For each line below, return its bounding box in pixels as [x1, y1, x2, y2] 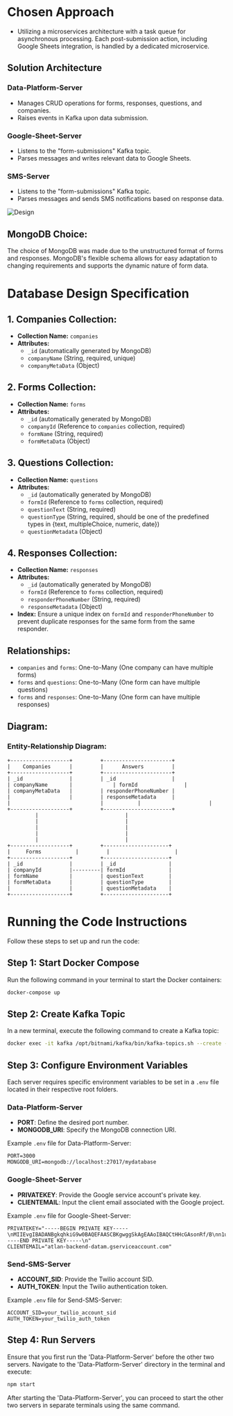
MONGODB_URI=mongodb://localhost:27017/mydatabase [7, 1159, 157, 1166]
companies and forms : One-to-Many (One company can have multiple [17, 663, 214, 672]
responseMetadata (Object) [27, 603, 103, 611]
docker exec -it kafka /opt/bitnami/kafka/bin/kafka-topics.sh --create [7, 1040, 222, 1047]
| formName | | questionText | [7, 872, 172, 879]
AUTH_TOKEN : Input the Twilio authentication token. [17, 1282, 169, 1290]
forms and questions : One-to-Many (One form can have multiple [17, 678, 200, 687]
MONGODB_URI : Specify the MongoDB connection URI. [17, 1125, 177, 1134]
